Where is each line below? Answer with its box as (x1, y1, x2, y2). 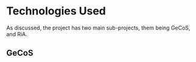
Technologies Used (6, 4, 107, 18)
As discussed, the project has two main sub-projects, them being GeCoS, (6, 24, 191, 31)
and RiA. (6, 30, 27, 37)
